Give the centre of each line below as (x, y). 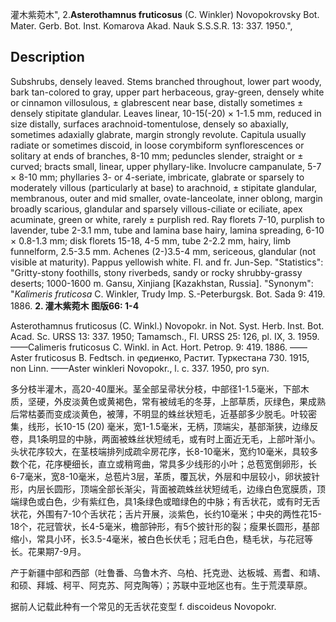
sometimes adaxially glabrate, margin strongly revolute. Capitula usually (158, 134)
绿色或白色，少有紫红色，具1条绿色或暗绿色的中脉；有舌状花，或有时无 (165, 501)
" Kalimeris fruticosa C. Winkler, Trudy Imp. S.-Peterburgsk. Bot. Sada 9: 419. (168, 294)
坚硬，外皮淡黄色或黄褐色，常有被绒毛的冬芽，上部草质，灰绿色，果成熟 (176, 401)
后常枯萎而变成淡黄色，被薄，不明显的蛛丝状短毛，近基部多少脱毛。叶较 (159, 414)
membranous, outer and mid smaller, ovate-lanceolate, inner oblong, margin (166, 198)
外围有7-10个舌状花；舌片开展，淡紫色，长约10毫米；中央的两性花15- (179, 514)
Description (47, 57)
